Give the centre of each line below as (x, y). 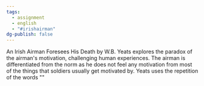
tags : (13, 12)
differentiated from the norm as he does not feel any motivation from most (99, 65)
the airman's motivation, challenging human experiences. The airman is (96, 58)
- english (24, 23)
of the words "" (26, 78)
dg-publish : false (30, 35)
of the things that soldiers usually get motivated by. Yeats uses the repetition (102, 71)
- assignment (28, 18)
